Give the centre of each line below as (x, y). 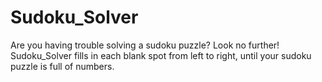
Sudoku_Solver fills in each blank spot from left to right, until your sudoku (161, 55)
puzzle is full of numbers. (62, 66)
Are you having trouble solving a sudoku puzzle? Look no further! (145, 45)
